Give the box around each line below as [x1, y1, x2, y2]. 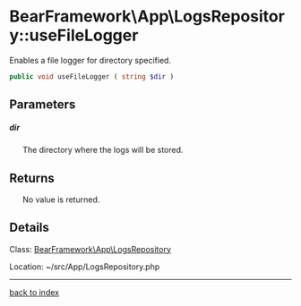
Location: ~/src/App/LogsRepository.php [9, 261, 160, 272]
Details [9, 220, 49, 235]
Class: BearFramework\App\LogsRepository [9, 243, 172, 254]
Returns [9, 170, 56, 185]
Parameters [9, 97, 76, 113]
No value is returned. [21, 194, 100, 205]
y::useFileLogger [9, 25, 139, 46]
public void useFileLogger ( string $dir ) [9, 72, 175, 81]
